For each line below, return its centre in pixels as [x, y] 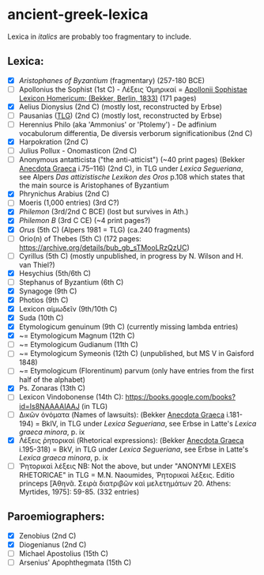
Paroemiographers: [56, 517]
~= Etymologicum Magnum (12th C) [77, 336]
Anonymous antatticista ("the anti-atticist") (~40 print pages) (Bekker [132, 160]
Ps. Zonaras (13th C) [52, 388]
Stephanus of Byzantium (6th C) [71, 282]
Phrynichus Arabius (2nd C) [64, 194]
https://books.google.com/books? [181, 397]
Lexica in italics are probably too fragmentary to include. [99, 36]
